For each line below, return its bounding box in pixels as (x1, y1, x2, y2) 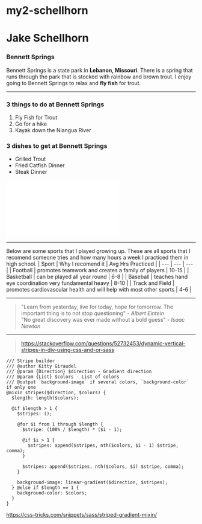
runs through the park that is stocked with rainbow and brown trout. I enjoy (6, 73, 192, 80)
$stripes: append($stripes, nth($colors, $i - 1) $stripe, (28, 443, 179, 449)
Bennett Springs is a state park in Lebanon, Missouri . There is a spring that (6, 66, 194, 74)
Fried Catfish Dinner (14, 162, 65, 169)
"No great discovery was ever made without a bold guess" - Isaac (20, 316, 185, 324)
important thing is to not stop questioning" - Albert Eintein (20, 310, 164, 317)
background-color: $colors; (17, 490, 87, 496)
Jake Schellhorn (6, 31, 89, 45)
